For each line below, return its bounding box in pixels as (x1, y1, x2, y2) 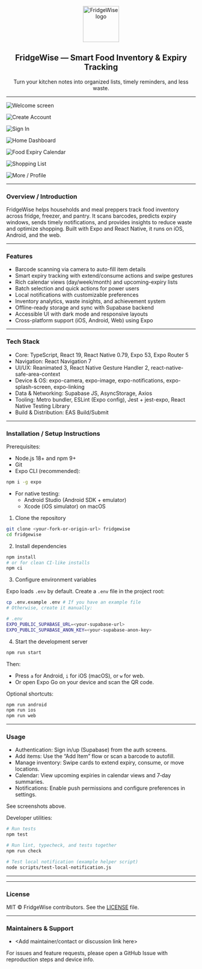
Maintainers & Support (6, 924, 74, 932)
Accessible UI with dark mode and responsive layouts (14, 310, 148, 318)
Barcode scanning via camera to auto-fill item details (14, 266, 146, 273)
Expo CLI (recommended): (14, 468, 81, 474)
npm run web (6, 713, 36, 719)
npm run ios (6, 707, 36, 714)
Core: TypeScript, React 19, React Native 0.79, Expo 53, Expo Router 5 (14, 351, 189, 358)
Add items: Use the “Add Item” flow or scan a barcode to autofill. (14, 753, 176, 760)
